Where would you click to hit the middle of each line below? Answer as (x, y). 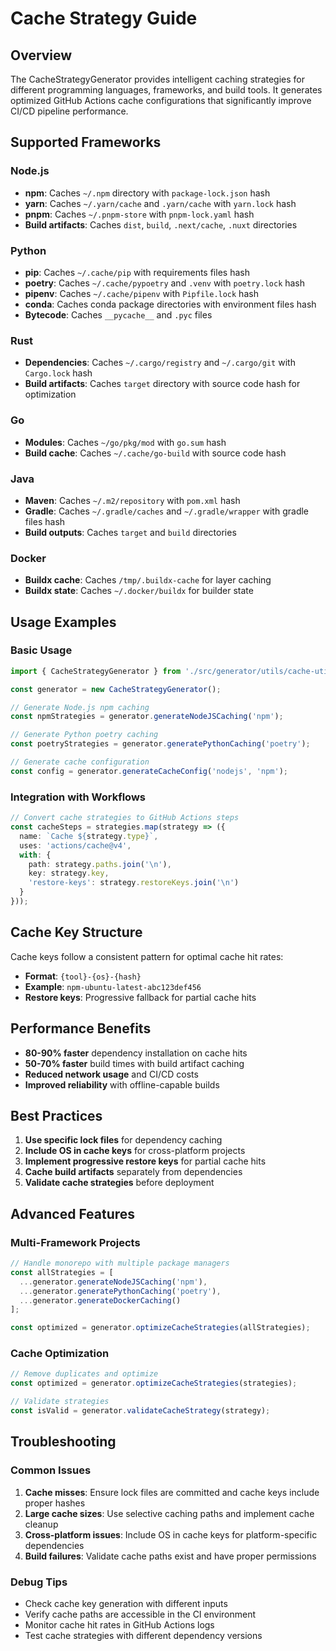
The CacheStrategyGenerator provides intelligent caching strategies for (158, 79)
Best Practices (56, 1115)
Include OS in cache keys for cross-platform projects (135, 1151)
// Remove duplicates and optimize (84, 1374)
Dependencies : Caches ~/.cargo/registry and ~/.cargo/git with (160, 363)
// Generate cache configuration (80, 762)
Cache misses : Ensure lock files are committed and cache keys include (172, 1492)
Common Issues (51, 1470)
